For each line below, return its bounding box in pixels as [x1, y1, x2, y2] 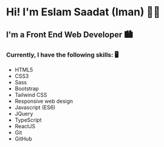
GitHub [14, 135, 33, 142]
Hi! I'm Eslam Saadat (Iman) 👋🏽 [6, 5, 161, 19]
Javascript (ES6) [14, 103, 56, 111]
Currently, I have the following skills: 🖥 [6, 50, 119, 58]
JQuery [14, 110, 34, 117]
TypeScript [14, 116, 42, 123]
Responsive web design [14, 97, 73, 104]
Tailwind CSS [14, 91, 47, 98]
